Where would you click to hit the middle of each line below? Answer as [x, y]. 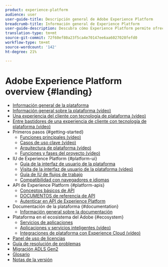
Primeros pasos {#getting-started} [48, 132]
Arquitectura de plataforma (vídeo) [55, 148]
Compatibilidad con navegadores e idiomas [64, 180]
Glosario [21, 254]
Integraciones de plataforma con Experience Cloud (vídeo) [80, 233]
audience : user [21, 15]
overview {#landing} [49, 91]
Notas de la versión [32, 260]
